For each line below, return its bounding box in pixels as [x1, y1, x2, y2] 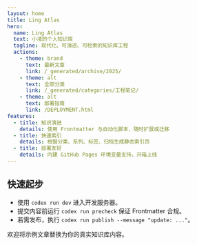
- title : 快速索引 [13, 132, 62, 139]
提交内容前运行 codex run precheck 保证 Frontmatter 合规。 [17, 206, 186, 215]
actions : [13, 49, 39, 56]
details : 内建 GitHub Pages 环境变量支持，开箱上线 [19, 151, 157, 159]
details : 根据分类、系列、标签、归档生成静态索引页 [19, 139, 150, 146]
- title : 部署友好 [13, 145, 62, 152]
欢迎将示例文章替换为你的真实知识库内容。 [7, 230, 128, 238]
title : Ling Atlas [7, 17, 60, 23]
